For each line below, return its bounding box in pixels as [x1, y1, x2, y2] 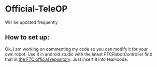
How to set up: [5, 33, 50, 41]
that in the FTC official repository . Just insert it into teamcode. [5, 56, 128, 62]
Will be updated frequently [5, 19, 58, 25]
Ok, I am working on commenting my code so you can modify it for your [5, 46, 148, 52]
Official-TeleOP [5, 3, 68, 14]
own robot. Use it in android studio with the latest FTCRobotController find [5, 51, 153, 57]
